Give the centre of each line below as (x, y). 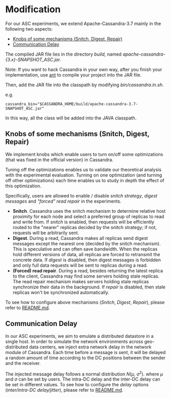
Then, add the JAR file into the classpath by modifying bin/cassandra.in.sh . (84, 85)
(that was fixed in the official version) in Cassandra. (59, 160)
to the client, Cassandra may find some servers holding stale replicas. (86, 276)
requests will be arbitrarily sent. (46, 233)
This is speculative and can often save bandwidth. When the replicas (85, 249)
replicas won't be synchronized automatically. (61, 292)
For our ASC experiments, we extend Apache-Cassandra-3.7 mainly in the (83, 23)
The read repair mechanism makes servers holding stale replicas (81, 281)
